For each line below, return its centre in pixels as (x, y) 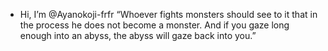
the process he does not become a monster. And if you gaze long (154, 25)
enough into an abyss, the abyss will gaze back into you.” (138, 35)
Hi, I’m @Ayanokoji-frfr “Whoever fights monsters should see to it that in (168, 14)
